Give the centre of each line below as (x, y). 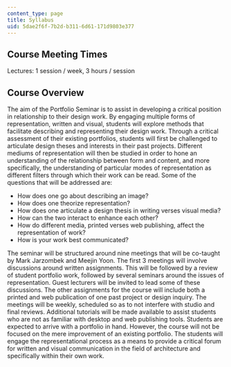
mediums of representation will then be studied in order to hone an (102, 153)
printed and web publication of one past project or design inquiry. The (107, 297)
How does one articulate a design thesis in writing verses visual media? (119, 210)
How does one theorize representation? (73, 203)
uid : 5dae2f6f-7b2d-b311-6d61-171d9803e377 (71, 26)
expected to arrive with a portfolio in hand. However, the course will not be (113, 326)
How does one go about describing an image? (83, 196)
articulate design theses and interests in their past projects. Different (105, 146)
